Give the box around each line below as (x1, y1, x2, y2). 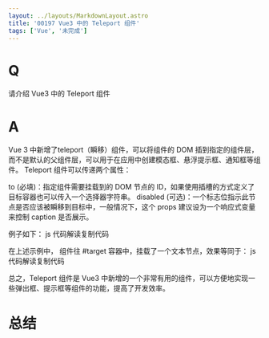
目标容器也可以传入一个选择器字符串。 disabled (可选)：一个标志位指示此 (8, 192, 249, 202)
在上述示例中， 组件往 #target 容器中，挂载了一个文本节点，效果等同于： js (8, 246, 256, 256)
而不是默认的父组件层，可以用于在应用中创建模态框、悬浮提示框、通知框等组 (8, 155, 261, 165)
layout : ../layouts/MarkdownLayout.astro (8, 11, 149, 20)
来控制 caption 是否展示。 (8, 212, 94, 222)
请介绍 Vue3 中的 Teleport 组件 (8, 89, 110, 99)
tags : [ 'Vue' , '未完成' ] (8, 26, 88, 35)
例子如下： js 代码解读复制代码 (8, 230, 110, 239)
